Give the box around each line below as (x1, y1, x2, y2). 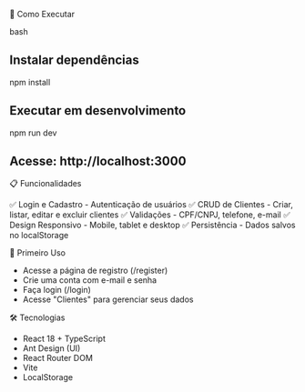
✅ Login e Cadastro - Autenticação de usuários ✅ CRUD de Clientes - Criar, (9, 199, 293, 210)
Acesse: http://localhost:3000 (9, 154, 187, 169)
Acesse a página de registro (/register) (22, 265, 168, 276)
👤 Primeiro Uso (9, 247, 66, 258)
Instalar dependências (9, 53, 139, 68)
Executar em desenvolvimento (9, 103, 187, 118)
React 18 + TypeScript (22, 333, 107, 345)
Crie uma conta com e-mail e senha (22, 275, 158, 286)
